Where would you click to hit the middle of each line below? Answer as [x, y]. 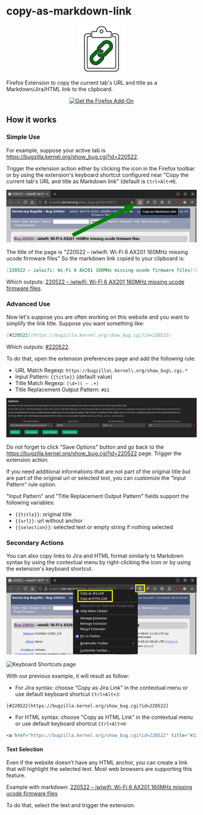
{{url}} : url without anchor [49, 521]
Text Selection [25, 749]
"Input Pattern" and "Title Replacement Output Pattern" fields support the [98, 496]
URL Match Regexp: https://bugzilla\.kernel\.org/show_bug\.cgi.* [101, 371]
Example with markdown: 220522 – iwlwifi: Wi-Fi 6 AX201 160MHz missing [99, 787]
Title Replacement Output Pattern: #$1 [62, 390]
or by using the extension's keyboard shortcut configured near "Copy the [98, 175]
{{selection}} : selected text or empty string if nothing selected [94, 527]
